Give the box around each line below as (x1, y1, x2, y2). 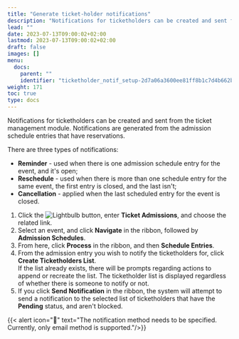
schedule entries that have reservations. (7, 131, 126, 140)
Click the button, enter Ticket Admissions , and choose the (17, 211, 226, 219)
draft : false (7, 44, 46, 51)
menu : (7, 57, 23, 64)
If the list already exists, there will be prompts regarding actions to (17, 264, 212, 272)
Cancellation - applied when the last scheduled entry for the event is (17, 190, 221, 198)
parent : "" (20, 70, 53, 77)
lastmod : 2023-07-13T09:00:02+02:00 (7, 37, 116, 44)
